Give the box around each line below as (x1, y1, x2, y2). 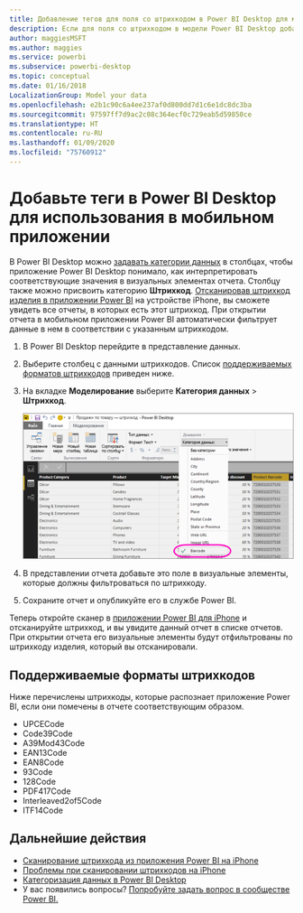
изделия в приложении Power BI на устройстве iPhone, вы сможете (9, 294, 271, 305)
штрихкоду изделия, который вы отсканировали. (9, 641, 198, 652)
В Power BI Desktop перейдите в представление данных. (22, 340, 241, 351)
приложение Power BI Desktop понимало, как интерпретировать (9, 266, 259, 276)
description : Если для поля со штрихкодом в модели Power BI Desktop (9, 23, 277, 33)
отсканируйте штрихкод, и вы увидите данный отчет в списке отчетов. (9, 622, 283, 633)
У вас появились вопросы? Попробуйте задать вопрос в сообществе (22, 883, 290, 894)
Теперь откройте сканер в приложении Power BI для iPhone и (9, 612, 247, 623)
